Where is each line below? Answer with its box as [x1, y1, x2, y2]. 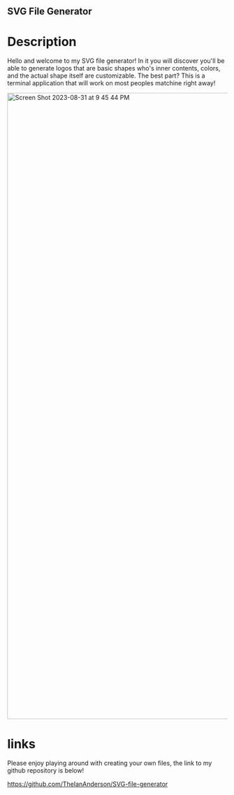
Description [7, 34, 77, 50]
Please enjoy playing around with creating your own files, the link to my [7, 759, 212, 768]
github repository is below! [7, 766, 85, 775]
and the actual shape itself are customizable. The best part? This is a [7, 71, 205, 80]
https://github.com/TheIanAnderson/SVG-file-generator [7, 780, 168, 789]
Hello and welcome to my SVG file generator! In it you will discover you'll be [7, 57, 225, 65]
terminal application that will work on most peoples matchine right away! [7, 79, 216, 87]
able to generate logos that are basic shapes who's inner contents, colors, [7, 64, 221, 73]
